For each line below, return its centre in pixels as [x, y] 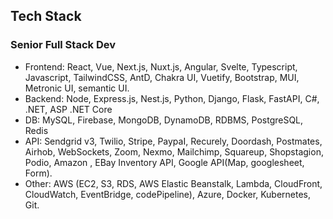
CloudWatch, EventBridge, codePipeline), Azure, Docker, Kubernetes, [168, 194]
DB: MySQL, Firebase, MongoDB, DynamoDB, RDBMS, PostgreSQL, [164, 120]
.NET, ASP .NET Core [68, 109]
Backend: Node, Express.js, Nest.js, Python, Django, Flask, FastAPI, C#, [172, 98]
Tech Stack [46, 16]
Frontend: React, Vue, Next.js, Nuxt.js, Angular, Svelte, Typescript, [161, 66]
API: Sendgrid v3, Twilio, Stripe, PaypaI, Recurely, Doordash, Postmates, [173, 141]
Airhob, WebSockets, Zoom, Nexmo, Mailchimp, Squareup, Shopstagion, [174, 151]
